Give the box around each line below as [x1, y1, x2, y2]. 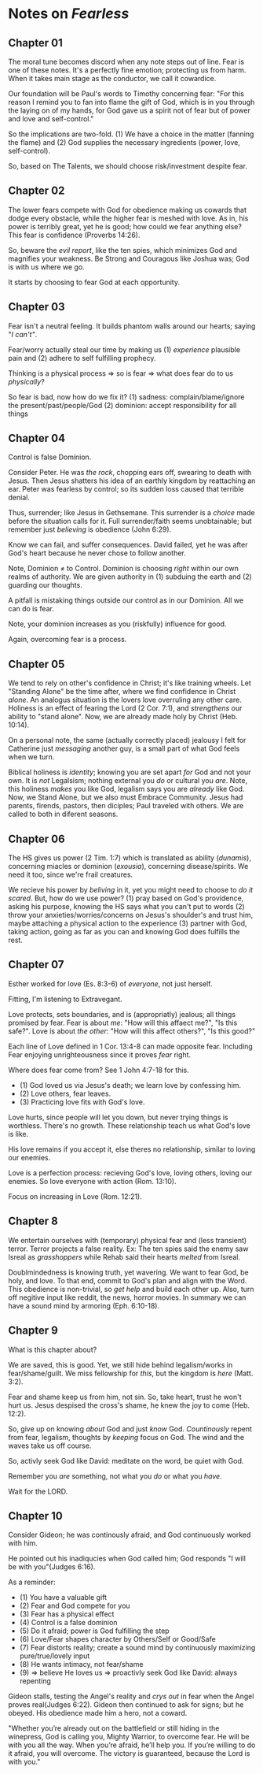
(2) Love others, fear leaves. [19, 1089, 111, 1098]
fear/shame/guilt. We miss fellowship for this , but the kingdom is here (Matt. [8, 1368, 254, 1378]
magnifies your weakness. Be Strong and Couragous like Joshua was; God [8, 254, 250, 263]
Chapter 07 [8, 958, 64, 971]
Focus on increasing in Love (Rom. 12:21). [8, 1191, 143, 1201]
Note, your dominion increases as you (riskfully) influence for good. [8, 619, 227, 629]
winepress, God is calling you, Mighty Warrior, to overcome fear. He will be [8, 1732, 250, 1742]
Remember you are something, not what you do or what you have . [8, 1471, 222, 1481]
